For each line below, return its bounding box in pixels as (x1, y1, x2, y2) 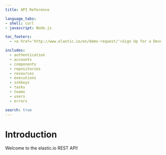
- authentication (9, 52, 45, 57)
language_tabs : (5, 16, 37, 21)
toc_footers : (5, 34, 32, 40)
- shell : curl (5, 21, 35, 26)
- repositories (9, 66, 41, 71)
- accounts (9, 57, 32, 62)
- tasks (9, 85, 26, 90)
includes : (5, 48, 26, 53)
